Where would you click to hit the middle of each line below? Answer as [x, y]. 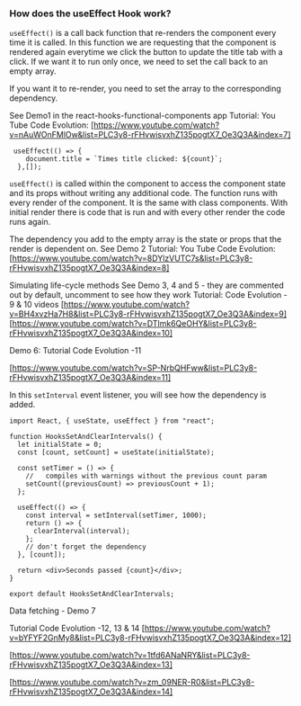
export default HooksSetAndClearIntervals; [92, 594]
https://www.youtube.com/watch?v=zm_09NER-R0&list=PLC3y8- [133, 683]
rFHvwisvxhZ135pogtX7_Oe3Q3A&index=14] [91, 692]
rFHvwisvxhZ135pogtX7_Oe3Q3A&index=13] [91, 665]
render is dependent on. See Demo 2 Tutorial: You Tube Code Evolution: [142, 249]
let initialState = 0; [60, 445]
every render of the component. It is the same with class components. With [149, 203]
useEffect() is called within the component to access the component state [147, 183]
